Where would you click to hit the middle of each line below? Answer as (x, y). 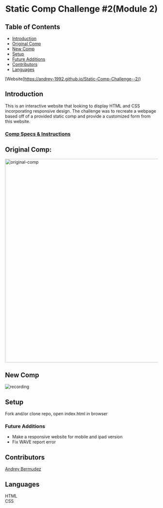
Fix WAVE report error (34, 442)
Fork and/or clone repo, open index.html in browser (57, 414)
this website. (18, 121)
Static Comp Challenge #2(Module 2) (81, 9)
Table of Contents (33, 27)
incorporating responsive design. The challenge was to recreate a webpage (81, 111)
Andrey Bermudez (23, 469)
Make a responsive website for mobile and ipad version (67, 437)
